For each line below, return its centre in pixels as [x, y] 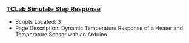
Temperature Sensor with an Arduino [61, 35]
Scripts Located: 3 [38, 22]
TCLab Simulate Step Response [54, 9]
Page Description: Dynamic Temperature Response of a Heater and [99, 28]
